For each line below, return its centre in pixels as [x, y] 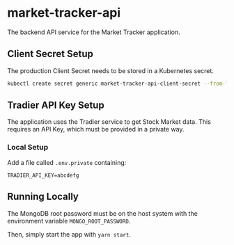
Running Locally [43, 197]
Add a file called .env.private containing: [67, 162]
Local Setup [28, 148]
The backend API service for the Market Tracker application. [94, 32]
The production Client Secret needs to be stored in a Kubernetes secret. [111, 70]
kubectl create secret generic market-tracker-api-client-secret [104, 84]
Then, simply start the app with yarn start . [69, 234]
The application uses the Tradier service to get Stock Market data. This [109, 122]
